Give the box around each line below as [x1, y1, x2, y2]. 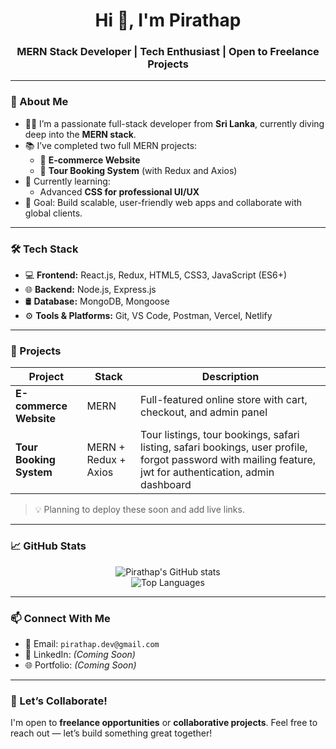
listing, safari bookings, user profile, [140, 440, 308, 454]
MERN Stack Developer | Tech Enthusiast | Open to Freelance [16, 45, 320, 59]
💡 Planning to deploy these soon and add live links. [34, 504, 245, 516]
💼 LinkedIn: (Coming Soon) [24, 648, 136, 660]
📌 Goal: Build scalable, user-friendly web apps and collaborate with [24, 196, 303, 208]
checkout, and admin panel [140, 405, 268, 419]
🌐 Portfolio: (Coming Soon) [24, 659, 137, 671]
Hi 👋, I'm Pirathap [94, 9, 242, 32]
